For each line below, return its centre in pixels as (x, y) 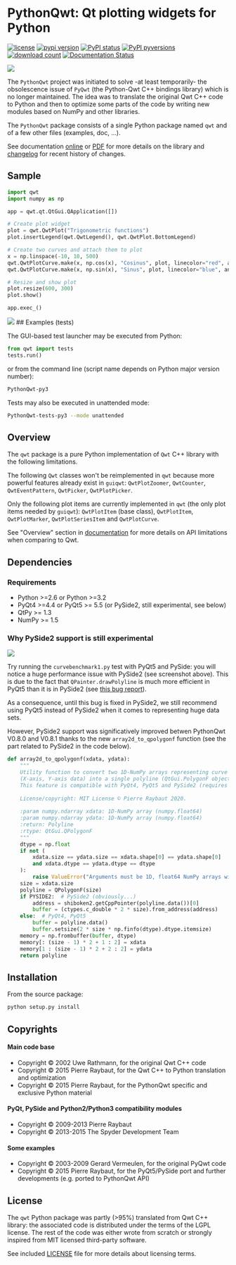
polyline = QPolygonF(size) (61, 890)
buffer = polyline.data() (71, 923)
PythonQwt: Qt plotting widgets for (112, 13)
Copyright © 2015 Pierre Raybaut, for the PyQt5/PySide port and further (122, 1171)
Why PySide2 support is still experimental (80, 638)
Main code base (31, 1047)
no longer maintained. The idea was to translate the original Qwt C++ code (115, 96)
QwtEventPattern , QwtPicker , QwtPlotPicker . (70, 490)
